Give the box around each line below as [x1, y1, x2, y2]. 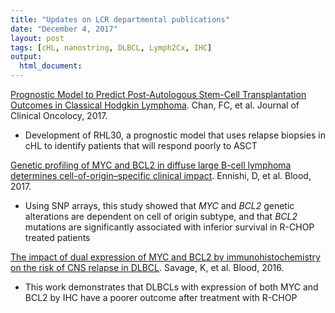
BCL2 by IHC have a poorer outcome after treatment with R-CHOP [24, 292, 298, 303]
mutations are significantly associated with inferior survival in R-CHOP [24, 221, 315, 233]
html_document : [19, 61, 83, 71]
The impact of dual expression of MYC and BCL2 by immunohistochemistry [10, 251, 321, 263]
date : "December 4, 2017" [10, 24, 118, 34]
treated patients [24, 232, 91, 243]
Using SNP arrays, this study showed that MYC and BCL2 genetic [24, 200, 295, 211]
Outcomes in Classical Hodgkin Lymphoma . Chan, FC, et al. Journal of [10, 99, 300, 111]
